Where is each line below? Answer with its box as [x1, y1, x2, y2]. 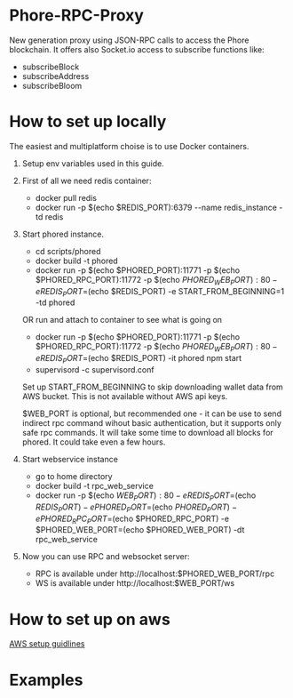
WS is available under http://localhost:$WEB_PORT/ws [35, 578, 235, 589]
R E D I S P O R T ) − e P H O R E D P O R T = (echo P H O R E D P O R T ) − [35, 501, 238, 514]
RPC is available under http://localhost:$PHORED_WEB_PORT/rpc [35, 568, 275, 579]
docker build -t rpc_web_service [35, 481, 154, 492]
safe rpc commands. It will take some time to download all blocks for [21, 428, 273, 438]
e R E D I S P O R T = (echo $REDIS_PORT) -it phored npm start [35, 353, 242, 365]
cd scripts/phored [35, 245, 101, 256]
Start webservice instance [21, 454, 118, 465]
